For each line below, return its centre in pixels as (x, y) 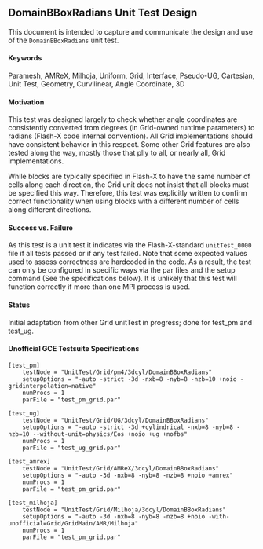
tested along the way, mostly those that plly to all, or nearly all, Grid (117, 153)
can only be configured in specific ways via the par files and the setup (122, 270)
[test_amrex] (29, 461)
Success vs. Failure (40, 228)
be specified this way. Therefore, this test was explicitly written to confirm (128, 193)
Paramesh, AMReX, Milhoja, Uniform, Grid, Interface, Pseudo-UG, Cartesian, (131, 76)
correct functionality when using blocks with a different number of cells (124, 201)
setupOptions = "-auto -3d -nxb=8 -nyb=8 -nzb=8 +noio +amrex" (128, 475)
